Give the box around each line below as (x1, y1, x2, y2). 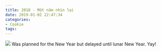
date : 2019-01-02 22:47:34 (5, 12, 63, 17)
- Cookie (5, 21, 24, 27)
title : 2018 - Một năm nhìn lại (5, 7, 74, 13)
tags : (5, 27, 17, 32)
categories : (5, 17, 31, 22)
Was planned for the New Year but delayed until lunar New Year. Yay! (11, 41, 156, 47)
